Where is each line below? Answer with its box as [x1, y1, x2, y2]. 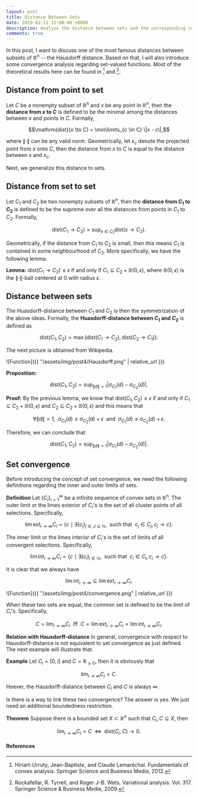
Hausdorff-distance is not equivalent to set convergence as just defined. [6, 639, 183, 646]
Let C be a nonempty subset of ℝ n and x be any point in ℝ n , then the [6, 101, 172, 109]
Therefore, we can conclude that [6, 429, 85, 436]
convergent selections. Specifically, [6, 541, 93, 548]
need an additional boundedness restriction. [6, 702, 114, 709]
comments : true [6, 31, 44, 37]
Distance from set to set [6, 181, 96, 191]
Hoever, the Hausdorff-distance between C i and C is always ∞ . [6, 683, 159, 692]
